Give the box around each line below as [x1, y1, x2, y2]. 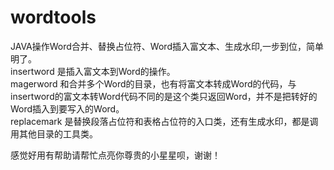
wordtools [10, 6, 97, 29]
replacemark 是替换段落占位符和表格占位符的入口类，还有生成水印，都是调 [10, 115, 319, 127]
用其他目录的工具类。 [10, 127, 98, 140]
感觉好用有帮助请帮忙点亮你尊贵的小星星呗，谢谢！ [10, 149, 221, 161]
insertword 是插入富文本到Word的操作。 [10, 65, 176, 77]
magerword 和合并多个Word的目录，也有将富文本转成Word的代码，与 [10, 77, 297, 90]
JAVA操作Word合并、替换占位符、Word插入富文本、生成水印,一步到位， [10, 40, 307, 52]
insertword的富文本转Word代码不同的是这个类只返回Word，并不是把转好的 [10, 90, 318, 102]
